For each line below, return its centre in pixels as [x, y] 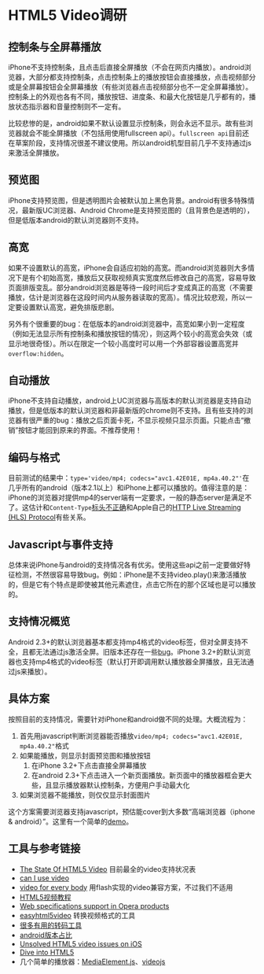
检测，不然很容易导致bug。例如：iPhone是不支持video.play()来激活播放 [130, 575]
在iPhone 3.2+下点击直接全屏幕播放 [89, 765]
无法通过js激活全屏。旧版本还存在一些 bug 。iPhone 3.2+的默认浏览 [143, 651]
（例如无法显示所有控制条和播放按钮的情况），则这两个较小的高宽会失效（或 [130, 334]
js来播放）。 [33, 671]
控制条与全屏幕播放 [55, 47]
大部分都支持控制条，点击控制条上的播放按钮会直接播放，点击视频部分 [142, 77]
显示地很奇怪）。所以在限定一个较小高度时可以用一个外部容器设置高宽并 [123, 343]
